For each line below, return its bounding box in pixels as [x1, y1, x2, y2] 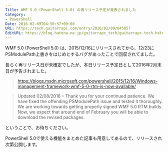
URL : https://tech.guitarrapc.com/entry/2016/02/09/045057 [5, 26, 131, 31]
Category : [5, 12, 26, 17]
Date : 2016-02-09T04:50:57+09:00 [5, 21, 75, 26]
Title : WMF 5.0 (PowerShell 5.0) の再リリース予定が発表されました [5, 7, 136, 12]
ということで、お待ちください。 [5, 124, 71, 130]
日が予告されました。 [5, 68, 49, 74]
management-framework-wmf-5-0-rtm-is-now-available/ [17, 83, 136, 89]
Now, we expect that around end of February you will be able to [17, 109, 148, 115]
